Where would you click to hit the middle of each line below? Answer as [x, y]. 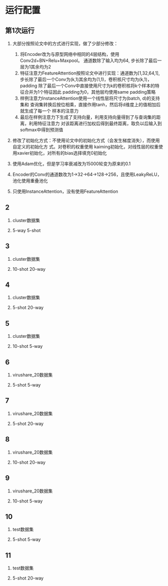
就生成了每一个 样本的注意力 [49, 111]
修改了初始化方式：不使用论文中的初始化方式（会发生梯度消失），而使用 [86, 140]
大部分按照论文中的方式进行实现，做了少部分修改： [65, 44]
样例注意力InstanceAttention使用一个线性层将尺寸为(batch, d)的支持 [90, 98]
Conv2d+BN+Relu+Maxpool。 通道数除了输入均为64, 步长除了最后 [89, 60]
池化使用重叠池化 [30, 181]
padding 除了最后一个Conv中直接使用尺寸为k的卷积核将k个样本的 [88, 86]
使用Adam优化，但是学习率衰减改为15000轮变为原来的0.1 [71, 164]
